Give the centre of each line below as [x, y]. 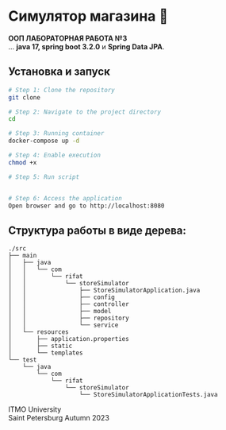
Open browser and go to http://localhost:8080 [86, 206]
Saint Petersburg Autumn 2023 [59, 418]
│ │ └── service [63, 325]
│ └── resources [38, 332]
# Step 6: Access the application [65, 198]
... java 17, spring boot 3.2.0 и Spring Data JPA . [86, 46]
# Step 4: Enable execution [55, 155]
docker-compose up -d [44, 141]
